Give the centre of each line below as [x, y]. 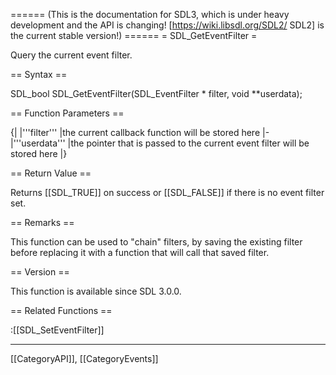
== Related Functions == [61, 310]
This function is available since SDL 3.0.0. [96, 291]
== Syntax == [39, 74]
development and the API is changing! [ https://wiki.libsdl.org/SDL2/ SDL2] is [167, 25]
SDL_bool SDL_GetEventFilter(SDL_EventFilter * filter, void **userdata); [156, 93]
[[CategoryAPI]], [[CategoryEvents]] [84, 358]
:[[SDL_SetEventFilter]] [57, 330]
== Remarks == [42, 222]
